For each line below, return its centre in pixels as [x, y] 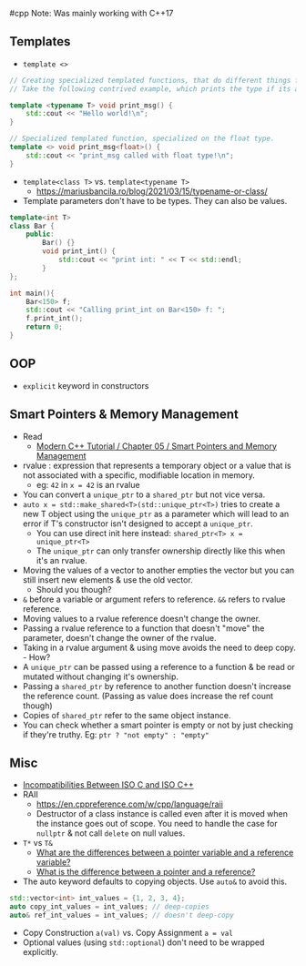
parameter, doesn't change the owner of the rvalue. [119, 637]
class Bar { [32, 226]
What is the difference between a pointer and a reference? [146, 872]
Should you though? [74, 589]
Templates [40, 41]
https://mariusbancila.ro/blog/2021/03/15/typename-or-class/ [152, 191]
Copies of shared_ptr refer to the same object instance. [127, 715]
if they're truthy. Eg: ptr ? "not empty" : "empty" [116, 734]
